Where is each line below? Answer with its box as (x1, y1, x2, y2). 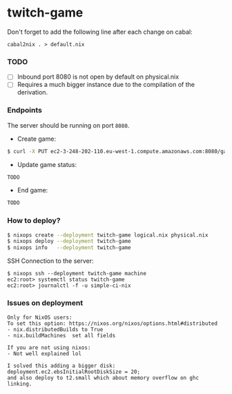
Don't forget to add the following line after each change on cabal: (7, 28, 193, 36)
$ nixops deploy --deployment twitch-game (7, 238, 131, 245)
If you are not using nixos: (7, 344, 91, 351)
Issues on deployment (7, 298, 84, 308)
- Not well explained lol (7, 350, 81, 357)
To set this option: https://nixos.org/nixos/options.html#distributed (7, 319, 217, 327)
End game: (17, 186, 48, 195)
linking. (7, 380, 32, 387)
